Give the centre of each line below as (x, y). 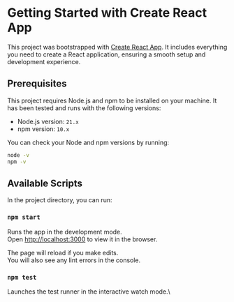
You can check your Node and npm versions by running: (88, 142)
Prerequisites (37, 84)
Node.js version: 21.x (48, 121)
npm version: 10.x (43, 129)
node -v (19, 155)
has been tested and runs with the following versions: (84, 108)
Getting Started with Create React (107, 13)
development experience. (44, 61)
